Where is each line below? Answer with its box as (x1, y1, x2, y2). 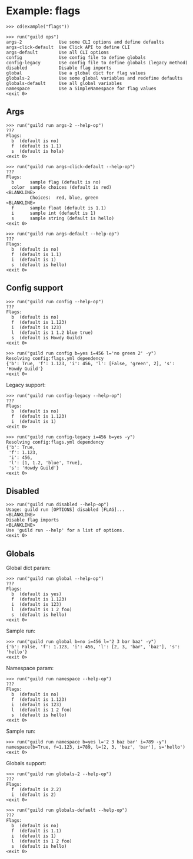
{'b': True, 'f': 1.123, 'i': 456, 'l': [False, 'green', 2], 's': (6, 360, 175, 366)
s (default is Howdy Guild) (11, 335, 83, 340)
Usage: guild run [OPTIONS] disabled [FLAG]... (6, 507, 125, 513)
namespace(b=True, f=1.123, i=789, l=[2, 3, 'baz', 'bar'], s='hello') (6, 745, 185, 750)
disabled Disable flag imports (6, 65, 112, 71)
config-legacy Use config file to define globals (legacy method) (6, 60, 188, 65)
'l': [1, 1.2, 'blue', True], (8, 460, 83, 465)
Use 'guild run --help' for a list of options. (6, 527, 125, 533)
